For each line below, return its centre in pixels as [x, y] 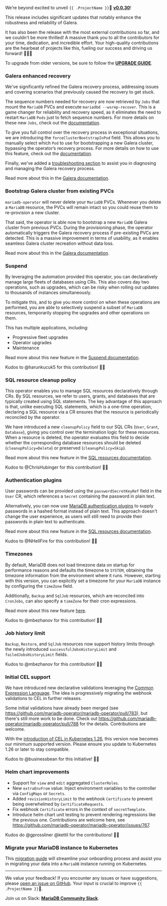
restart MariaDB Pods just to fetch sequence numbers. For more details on [80, 117]
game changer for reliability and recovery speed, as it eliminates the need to [83, 112]
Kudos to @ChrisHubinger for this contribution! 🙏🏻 [57, 467]
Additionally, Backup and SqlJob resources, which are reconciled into [75, 596]
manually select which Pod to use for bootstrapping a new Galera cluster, [80, 143]
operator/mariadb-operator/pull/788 [42, 724]
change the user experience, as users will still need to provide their [74, 516]
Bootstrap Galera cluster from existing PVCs [60, 191]
